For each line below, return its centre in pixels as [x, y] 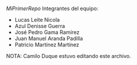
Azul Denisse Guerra [40, 26]
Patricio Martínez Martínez [47, 45]
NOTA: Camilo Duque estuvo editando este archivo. [68, 56]
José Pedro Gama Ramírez [47, 32]
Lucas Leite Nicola [37, 20]
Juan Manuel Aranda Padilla [49, 38]
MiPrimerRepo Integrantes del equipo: [52, 8]
